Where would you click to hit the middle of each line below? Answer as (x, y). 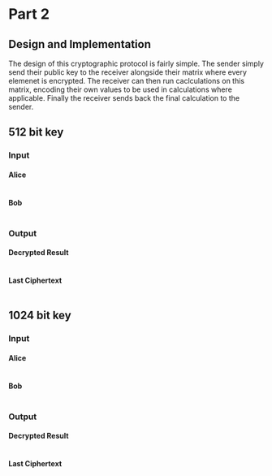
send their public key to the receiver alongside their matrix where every (128, 72)
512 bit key (36, 132)
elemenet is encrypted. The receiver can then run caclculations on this (127, 81)
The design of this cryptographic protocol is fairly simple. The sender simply (136, 63)
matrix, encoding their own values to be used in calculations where (121, 89)
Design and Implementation (80, 44)
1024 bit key (40, 316)
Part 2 (29, 14)
